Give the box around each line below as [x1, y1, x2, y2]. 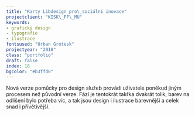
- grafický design [6, 25, 51, 31]
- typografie [6, 30, 38, 36]
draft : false [6, 57, 38, 63]
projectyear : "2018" [6, 47, 57, 53]
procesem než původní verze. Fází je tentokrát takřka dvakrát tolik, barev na [6, 91, 190, 98]
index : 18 [6, 63, 30, 69]
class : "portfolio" [6, 52, 54, 58]
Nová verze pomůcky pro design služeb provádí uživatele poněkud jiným [6, 84, 182, 91]
